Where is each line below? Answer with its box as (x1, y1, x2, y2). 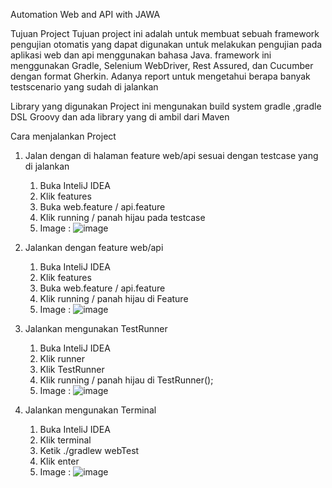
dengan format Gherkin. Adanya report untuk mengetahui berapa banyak (10, 70, 311, 82)
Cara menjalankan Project (10, 130, 117, 142)
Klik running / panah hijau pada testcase (39, 212, 206, 223)
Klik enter (39, 455, 80, 467)
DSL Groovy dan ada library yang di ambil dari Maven (10, 111, 230, 123)
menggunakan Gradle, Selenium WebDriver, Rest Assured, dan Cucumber (10, 60, 314, 71)
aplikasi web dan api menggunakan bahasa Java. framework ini (10, 49, 272, 61)
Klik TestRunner (39, 364, 105, 375)
